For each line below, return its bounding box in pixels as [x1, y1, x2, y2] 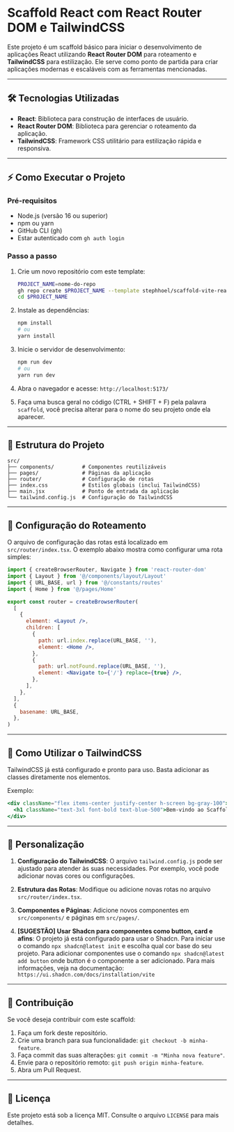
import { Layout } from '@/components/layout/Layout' [7, 573, 167, 580]
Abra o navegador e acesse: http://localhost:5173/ [17, 384, 169, 393]
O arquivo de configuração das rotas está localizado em [7, 538, 169, 547]
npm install [17, 320, 52, 327]
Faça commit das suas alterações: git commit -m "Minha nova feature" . [17, 1051, 225, 1060]
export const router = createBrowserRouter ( [7, 598, 139, 605]
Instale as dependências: [17, 306, 89, 315]
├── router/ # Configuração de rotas [7, 475, 155, 483]
